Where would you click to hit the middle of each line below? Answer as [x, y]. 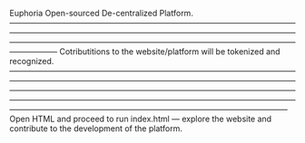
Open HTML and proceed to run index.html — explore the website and [141, 119]
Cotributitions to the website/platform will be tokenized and [169, 52]
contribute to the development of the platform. [96, 129]
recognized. [32, 61]
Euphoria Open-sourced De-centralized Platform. [101, 13]
